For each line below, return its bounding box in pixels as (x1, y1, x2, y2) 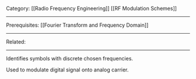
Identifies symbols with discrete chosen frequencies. (6, 55, 133, 62)
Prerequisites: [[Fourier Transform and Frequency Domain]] (6, 21, 149, 28)
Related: (6, 38, 26, 45)
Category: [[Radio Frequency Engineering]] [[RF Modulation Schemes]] (6, 5, 177, 12)
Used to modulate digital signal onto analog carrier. (6, 66, 129, 73)
